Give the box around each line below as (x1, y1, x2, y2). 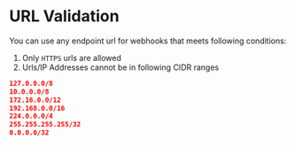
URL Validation (9, 6, 120, 27)
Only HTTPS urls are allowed (21, 52, 121, 63)
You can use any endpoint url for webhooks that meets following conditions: (9, 35, 287, 46)
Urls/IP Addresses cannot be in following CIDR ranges (21, 62, 220, 72)
